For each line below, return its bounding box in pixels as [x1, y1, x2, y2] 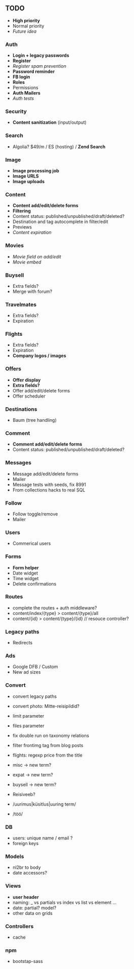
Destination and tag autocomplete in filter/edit [12, 218, 109, 225]
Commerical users [12, 541, 51, 547]
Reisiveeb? [12, 791, 35, 797]
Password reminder [12, 68, 55, 75]
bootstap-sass [12, 958, 43, 964]
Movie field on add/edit [12, 253, 62, 259]
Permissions [12, 84, 39, 91]
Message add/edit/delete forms [12, 470, 78, 477]
